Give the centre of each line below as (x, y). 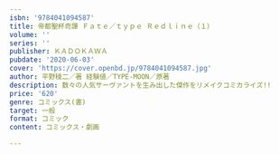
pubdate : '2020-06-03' (52, 60)
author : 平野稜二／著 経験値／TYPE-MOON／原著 (89, 77)
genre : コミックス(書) (48, 102)
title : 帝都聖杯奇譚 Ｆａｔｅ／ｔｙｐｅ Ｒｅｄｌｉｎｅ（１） (112, 26)
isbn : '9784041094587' (52, 18)
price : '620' (34, 93)
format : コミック (39, 119)
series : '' (30, 43)
